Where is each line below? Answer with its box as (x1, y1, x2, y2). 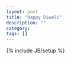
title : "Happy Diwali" (6, 14, 62, 20)
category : (6, 25, 31, 31)
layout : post (6, 8, 38, 15)
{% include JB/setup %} (6, 47, 65, 54)
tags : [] (6, 31, 28, 37)
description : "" (6, 20, 46, 26)
